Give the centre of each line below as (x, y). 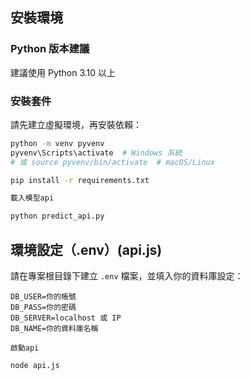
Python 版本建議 (50, 49)
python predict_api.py (57, 216)
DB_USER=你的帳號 (43, 297)
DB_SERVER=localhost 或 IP (66, 318)
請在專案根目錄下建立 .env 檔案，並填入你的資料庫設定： (127, 276)
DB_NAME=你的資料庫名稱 (54, 329)
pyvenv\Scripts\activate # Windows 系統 (96, 153)
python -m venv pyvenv (57, 143)
